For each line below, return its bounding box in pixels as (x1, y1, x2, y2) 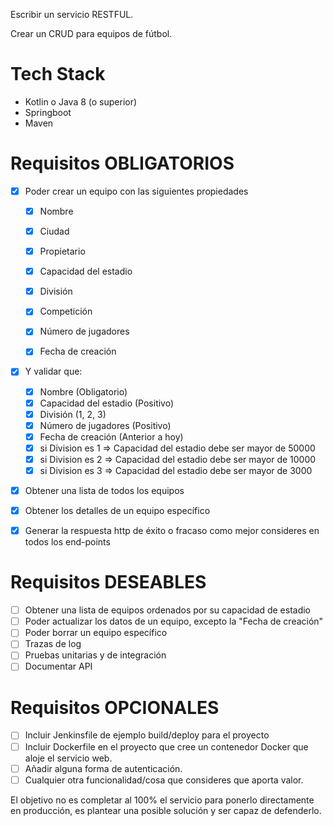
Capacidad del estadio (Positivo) (39, 397, 175, 409)
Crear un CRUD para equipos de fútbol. (10, 28, 173, 39)
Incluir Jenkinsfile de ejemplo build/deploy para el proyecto (24, 729, 270, 741)
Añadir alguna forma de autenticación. (24, 762, 183, 774)
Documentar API (24, 660, 93, 673)
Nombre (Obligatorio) (39, 385, 128, 398)
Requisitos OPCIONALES (10, 696, 220, 719)
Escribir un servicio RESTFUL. (10, 9, 134, 20)
